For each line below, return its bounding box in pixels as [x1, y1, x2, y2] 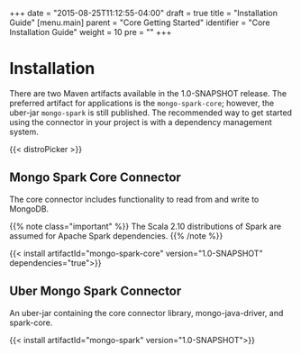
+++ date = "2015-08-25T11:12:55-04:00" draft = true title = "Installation [9, 8, 278, 18]
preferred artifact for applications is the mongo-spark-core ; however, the [9, 97, 275, 108]
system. [9, 126, 39, 137]
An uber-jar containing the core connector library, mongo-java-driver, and [9, 307, 284, 318]
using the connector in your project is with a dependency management [9, 116, 272, 127]
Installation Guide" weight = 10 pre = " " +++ [9, 27, 172, 37]
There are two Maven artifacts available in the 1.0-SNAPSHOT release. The [9, 87, 287, 98]
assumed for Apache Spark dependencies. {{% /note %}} [9, 230, 223, 241]
